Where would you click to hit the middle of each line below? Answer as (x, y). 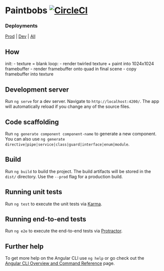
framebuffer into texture (29, 74)
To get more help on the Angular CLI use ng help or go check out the (75, 258)
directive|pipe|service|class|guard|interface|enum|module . (67, 144)
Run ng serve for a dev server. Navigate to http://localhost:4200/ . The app (82, 101)
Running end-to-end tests (46, 219)
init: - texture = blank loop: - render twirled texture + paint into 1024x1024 (80, 64)
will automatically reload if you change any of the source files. (68, 107)
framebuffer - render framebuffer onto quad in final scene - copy (71, 69)
